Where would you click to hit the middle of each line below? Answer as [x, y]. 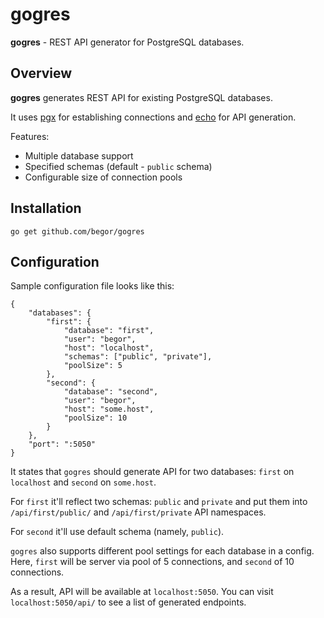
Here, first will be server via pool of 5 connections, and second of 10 [152, 562]
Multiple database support [79, 155]
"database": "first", [109, 331]
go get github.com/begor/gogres [77, 231]
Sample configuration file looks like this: [92, 286]
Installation [46, 208]
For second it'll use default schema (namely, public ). [117, 532]
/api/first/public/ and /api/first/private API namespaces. [138, 512]
